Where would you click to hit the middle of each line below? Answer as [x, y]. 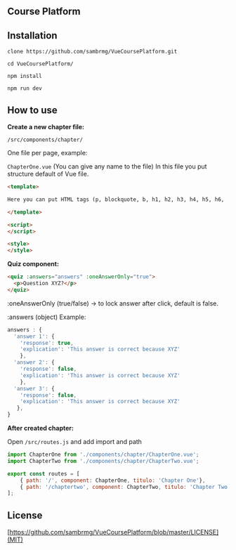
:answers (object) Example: [47, 317]
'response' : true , [47, 343]
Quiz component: [33, 264]
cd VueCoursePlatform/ [40, 64]
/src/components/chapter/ [45, 140]
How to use [32, 110]
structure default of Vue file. [48, 174]
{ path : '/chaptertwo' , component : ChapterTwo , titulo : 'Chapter [118, 487]
